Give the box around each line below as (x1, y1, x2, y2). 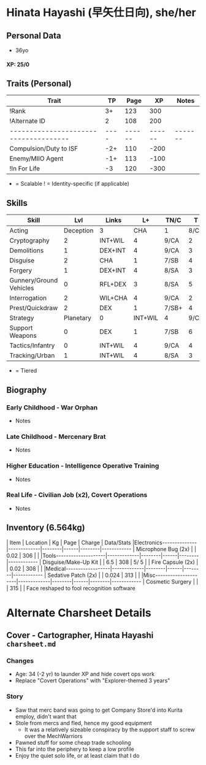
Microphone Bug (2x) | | (135, 545, 197, 552)
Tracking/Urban (9, 351, 55, 360)
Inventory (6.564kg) (6, 522, 85, 533)
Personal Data (6, 30, 61, 40)
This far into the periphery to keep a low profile (15, 745, 134, 753)
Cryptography (9, 237, 50, 245)
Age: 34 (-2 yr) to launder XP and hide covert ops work (15, 671, 155, 678)
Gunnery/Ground (9, 276, 58, 285)
